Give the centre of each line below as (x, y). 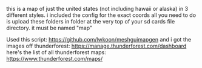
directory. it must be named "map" (49, 28)
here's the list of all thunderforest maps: (56, 52)
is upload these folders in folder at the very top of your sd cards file (91, 21)
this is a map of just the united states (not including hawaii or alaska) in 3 (97, 9)
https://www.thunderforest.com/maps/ (55, 59)
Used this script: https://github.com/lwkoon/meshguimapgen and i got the (99, 39)
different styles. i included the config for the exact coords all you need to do (101, 15)
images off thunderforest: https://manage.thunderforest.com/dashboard (96, 46)
